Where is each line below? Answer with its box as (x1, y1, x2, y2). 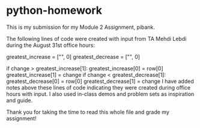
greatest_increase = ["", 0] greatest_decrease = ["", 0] (6, 53, 140, 60)
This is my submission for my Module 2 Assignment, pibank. (6, 23, 155, 31)
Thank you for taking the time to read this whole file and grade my (6, 108, 170, 115)
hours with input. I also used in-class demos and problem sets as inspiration (6, 90, 195, 97)
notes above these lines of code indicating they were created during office (6, 84, 191, 91)
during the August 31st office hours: (6, 41, 95, 49)
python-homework (6, 4, 103, 17)
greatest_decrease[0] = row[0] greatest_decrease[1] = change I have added (6, 78, 194, 85)
